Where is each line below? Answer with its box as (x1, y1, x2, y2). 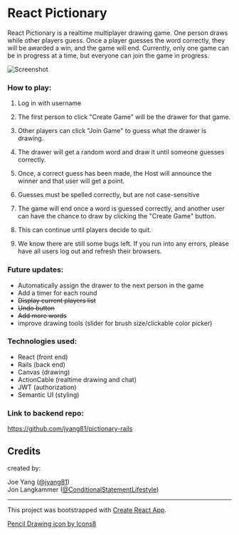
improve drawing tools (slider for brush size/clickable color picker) (17, 319, 213, 327)
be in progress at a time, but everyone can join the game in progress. (7, 51, 210, 60)
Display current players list (17, 296, 96, 304)
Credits (7, 445, 41, 457)
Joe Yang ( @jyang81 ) (7, 477, 70, 486)
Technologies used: (7, 337, 78, 346)
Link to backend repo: (7, 408, 84, 418)
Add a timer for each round (17, 288, 97, 297)
